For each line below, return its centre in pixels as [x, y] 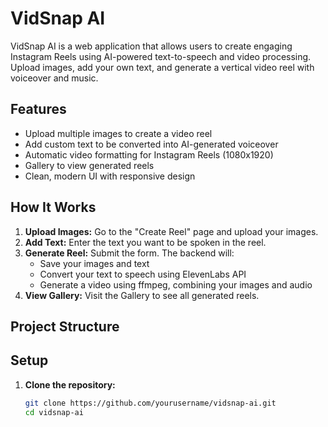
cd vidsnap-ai [54, 412]
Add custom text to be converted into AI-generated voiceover [151, 144]
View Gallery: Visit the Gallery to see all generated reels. [142, 295]
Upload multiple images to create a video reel [118, 133]
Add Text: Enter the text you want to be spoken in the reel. [145, 242]
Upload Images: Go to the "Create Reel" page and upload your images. [171, 231]
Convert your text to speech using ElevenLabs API [143, 274]
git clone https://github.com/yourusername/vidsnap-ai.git [150, 403]
